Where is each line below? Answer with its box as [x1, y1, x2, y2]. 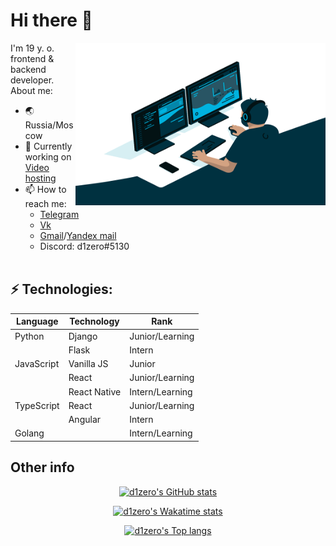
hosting [24, 172, 57, 184]
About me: [10, 84, 53, 96]
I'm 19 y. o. [10, 42, 55, 54]
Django [68, 330, 98, 342]
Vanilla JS [68, 358, 109, 369]
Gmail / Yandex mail [39, 229, 117, 241]
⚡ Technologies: [10, 281, 113, 298]
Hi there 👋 [10, 9, 93, 32]
